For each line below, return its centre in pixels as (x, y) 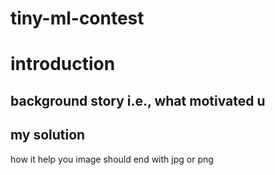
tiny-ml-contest (77, 18)
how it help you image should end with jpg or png (112, 159)
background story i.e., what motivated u (138, 100)
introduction (63, 64)
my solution (48, 135)
